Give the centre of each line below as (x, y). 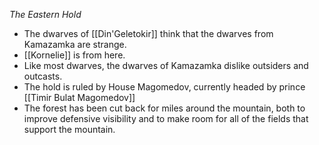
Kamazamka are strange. (75, 44)
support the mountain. (69, 129)
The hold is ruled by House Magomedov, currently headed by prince (164, 87)
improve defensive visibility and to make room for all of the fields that (166, 118)
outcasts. (43, 76)
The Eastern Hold (45, 14)
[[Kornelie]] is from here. (74, 55)
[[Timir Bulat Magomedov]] (79, 97)
